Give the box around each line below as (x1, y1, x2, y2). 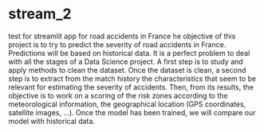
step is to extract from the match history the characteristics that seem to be (8, 74, 257, 83)
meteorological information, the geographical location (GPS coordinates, (8, 99, 246, 109)
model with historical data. (8, 116, 96, 126)
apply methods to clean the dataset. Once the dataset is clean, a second (8, 65, 246, 74)
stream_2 (8, 5, 72, 23)
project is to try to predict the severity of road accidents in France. (8, 39, 227, 49)
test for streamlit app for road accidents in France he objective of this (8, 31, 236, 41)
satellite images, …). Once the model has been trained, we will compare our (8, 107, 256, 117)
